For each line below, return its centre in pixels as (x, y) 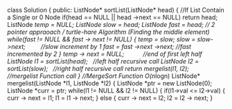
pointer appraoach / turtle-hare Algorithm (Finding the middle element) (108, 32)
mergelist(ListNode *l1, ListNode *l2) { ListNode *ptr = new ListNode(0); (110, 83)
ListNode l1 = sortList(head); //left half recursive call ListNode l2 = (103, 61)
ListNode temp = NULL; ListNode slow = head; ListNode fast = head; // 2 (111, 24)
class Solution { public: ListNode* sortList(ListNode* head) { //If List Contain (116, 10)
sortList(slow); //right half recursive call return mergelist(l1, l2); (98, 69)
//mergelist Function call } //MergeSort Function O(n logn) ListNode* (104, 76)
